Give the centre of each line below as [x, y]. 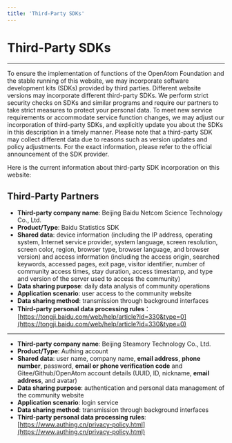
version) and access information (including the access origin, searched [118, 257]
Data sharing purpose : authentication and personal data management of [121, 388]
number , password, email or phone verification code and [100, 366]
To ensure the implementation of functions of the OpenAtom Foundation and [116, 73]
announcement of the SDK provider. [58, 154]
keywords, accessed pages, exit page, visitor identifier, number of [111, 264]
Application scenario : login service [68, 403]
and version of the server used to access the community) [99, 279]
